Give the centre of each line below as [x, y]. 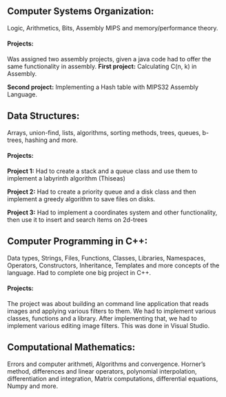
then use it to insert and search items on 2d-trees [78, 220]
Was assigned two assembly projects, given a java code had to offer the [109, 59]
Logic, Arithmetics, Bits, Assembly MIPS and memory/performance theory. [113, 28]
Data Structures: [43, 116]
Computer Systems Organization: [81, 11]
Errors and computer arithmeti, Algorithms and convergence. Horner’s [106, 364]
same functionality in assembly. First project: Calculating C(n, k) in [102, 67]
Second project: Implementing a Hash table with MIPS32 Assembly [103, 87]
